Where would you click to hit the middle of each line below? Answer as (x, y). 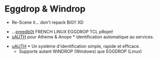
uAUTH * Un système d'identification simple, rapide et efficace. (76, 46)
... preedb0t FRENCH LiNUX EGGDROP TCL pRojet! (62, 31)
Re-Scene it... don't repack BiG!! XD (48, 22)
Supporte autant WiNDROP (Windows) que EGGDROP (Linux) (80, 51)
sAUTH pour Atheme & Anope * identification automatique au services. (83, 37)
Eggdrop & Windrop (45, 9)
